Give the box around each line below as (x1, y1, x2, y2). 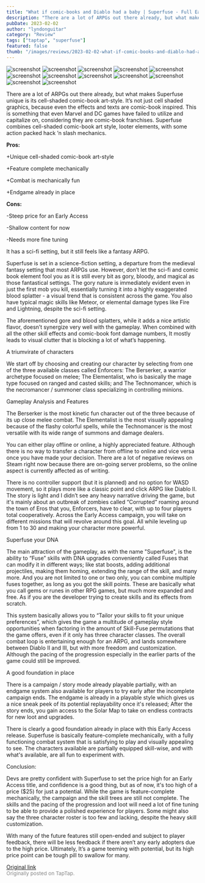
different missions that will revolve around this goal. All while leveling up (6, 518, 187, 525)
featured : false (6, 43, 48, 49)
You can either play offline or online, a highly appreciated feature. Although (6, 441, 195, 448)
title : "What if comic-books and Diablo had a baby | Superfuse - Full (6, 9, 192, 15)
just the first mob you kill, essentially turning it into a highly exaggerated (6, 285, 187, 293)
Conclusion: (6, 763, 37, 770)
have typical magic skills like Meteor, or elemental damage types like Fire (6, 298, 190, 306)
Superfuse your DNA (6, 536, 59, 543)
